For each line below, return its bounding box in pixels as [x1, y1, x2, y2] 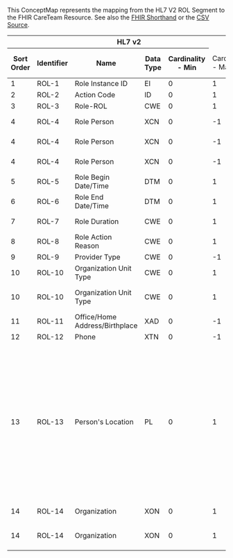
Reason [74, 241, 99, 251]
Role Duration [74, 217, 119, 226]
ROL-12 [37, 332, 64, 341]
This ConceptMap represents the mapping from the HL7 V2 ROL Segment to [7, 6, 225, 14]
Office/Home [74, 312, 117, 321]
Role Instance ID [74, 79, 128, 88]
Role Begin [74, 173, 110, 182]
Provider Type [74, 253, 121, 262]
